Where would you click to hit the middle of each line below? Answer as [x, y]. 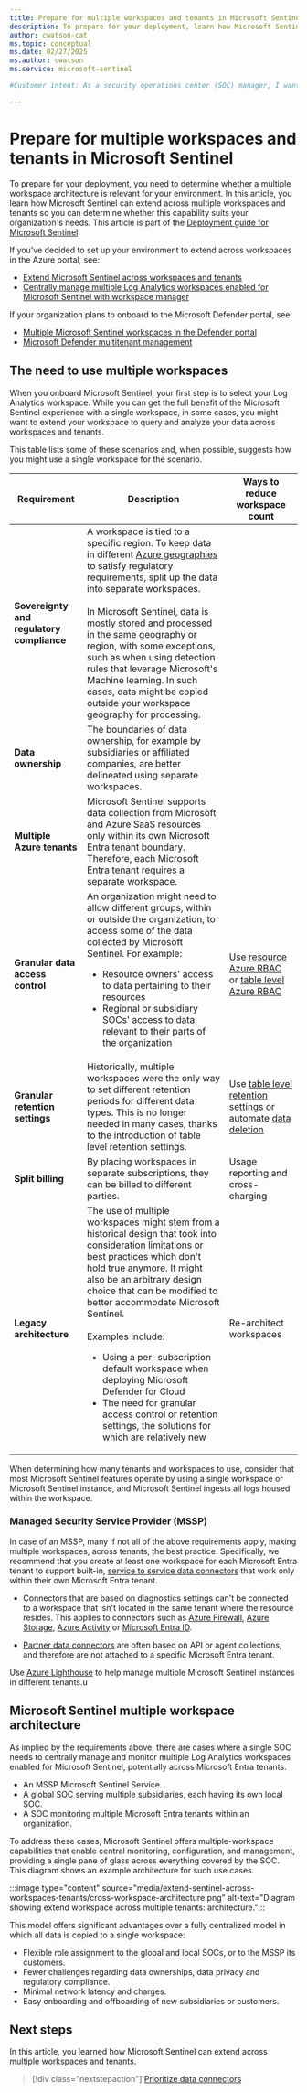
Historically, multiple [130, 1067]
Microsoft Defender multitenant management [107, 342]
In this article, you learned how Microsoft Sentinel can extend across [138, 2052]
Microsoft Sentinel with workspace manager [106, 296]
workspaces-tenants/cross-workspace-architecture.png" [117, 1897]
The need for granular [149, 1402]
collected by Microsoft [135, 941]
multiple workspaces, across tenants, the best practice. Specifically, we [144, 1551]
